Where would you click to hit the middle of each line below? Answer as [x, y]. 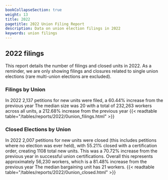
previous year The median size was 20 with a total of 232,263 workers [79, 106]
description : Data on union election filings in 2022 [63, 29]
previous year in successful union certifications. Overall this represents [79, 156]
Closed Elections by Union [38, 130]
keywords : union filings [31, 33]
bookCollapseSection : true [34, 10]
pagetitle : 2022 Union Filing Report [45, 24]
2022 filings [25, 54]
